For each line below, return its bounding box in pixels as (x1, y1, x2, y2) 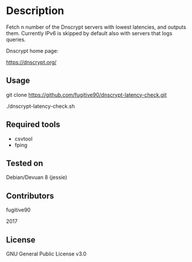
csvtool (14, 135, 33, 142)
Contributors (6, 190, 54, 200)
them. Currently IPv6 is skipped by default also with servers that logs (6, 29, 173, 36)
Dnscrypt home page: (6, 47, 59, 54)
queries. (6, 36, 26, 43)
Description (6, 4, 64, 18)
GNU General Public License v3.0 (6, 250, 87, 257)
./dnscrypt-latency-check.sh (6, 103, 75, 110)
